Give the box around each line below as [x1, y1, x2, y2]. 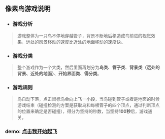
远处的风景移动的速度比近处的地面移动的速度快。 [26, 39, 126, 45]
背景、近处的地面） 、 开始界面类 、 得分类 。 [17, 70, 102, 76]
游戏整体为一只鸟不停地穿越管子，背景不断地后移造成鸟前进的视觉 [17, 32, 151, 38]
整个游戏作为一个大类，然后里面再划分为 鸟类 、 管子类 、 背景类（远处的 [17, 64, 160, 70]
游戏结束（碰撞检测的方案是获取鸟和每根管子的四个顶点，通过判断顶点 [17, 102, 160, 108]
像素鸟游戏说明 [5, 4, 51, 13]
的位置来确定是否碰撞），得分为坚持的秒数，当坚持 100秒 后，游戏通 [17, 109, 153, 114]
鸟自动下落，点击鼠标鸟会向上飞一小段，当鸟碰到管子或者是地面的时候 [17, 96, 160, 102]
